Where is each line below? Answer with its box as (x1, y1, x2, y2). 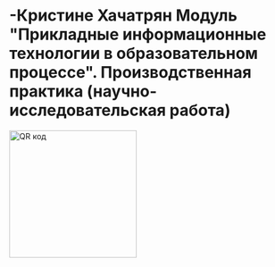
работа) (169, 100, 231, 121)
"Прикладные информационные (9, 24, 267, 45)
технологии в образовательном (9, 44, 259, 63)
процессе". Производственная (9, 63, 252, 83)
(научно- (86, 81, 158, 102)
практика (9, 81, 84, 102)
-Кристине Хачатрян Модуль (9, 5, 238, 26)
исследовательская (9, 100, 167, 121)
